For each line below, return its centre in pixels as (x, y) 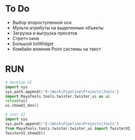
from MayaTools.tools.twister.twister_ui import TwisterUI (68, 128)
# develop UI (19, 82)
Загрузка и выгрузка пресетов (45, 33)
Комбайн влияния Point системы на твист (57, 49)
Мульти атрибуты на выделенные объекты (58, 27)
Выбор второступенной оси (42, 22)
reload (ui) (16, 101)
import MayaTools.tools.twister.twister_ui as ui (58, 96)
